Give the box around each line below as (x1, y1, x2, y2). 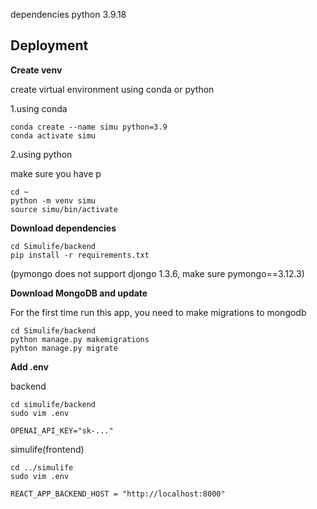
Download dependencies (10, 222, 117, 234)
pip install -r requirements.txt (10, 250, 150, 260)
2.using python (10, 148, 73, 160)
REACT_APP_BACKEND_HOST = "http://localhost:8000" (10, 489, 226, 499)
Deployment (10, 37, 89, 54)
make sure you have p (10, 167, 102, 179)
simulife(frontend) (10, 443, 85, 455)
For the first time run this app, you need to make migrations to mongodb (10, 306, 307, 318)
